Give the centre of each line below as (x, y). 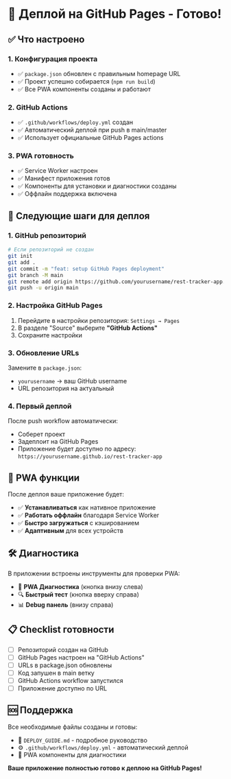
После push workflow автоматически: (63, 421)
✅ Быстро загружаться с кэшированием (78, 523)
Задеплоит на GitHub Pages (58, 442)
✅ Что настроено (46, 39)
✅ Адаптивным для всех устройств (71, 530)
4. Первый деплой (40, 406)
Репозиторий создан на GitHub (63, 649)
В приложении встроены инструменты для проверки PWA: (94, 573)
